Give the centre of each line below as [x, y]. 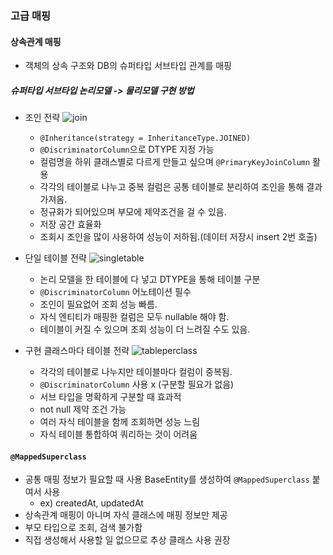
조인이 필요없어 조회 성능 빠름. [98, 304]
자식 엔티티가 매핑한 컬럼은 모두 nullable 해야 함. [134, 317]
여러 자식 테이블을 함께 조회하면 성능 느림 [120, 422]
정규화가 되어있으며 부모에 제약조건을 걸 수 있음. [133, 212]
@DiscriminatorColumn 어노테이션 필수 [115, 292]
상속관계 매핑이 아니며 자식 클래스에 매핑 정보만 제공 [126, 515]
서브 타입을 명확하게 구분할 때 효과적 [110, 397]
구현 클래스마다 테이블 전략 [77, 351]
